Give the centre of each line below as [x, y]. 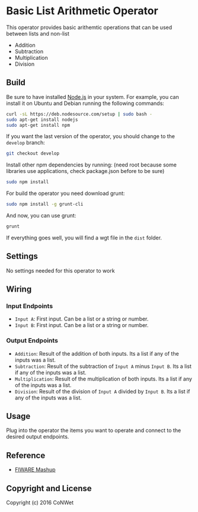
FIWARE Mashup [35, 470]
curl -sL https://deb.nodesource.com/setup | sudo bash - [79, 114]
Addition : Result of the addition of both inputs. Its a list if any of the [97, 353]
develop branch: [26, 143]
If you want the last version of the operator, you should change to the [90, 136]
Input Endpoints [30, 306]
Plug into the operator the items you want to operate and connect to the [94, 430]
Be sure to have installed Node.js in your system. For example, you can [92, 97]
